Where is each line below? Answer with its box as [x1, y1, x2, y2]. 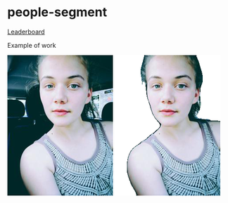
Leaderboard [7, 27, 45, 36]
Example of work [7, 41, 56, 49]
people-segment [7, 4, 108, 20]
